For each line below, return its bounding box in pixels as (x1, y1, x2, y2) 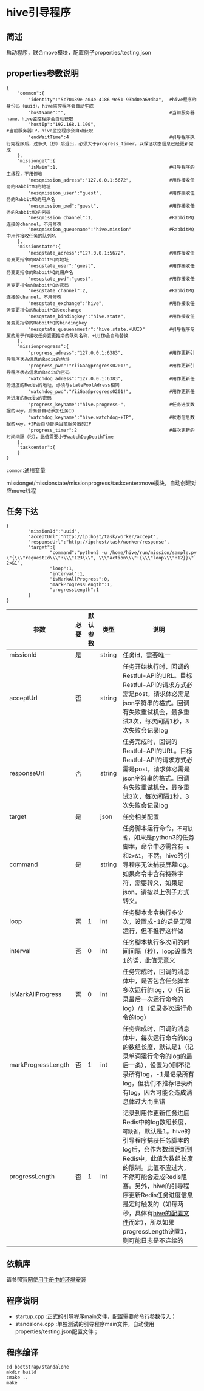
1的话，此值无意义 (122, 956, 175, 965)
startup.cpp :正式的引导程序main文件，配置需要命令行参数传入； (15, 1313, 177, 1320)
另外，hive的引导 (134, 1181, 183, 1190)
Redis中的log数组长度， (122, 1118, 190, 1126)
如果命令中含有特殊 (122, 869, 178, 878)
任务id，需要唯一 (122, 651, 171, 659)
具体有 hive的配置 (134, 1209, 183, 1217)
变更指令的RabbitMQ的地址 (10, 256, 69, 262)
